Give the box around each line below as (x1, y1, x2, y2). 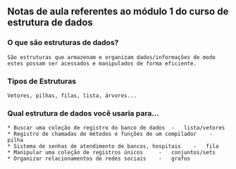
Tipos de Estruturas (7, 76, 76, 86)
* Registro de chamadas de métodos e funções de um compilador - (7, 130, 213, 138)
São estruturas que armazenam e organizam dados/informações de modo (7, 54, 216, 61)
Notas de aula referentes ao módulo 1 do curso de (7, 6, 229, 18)
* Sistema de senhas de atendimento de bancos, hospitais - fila (7, 143, 219, 150)
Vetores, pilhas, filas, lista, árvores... (7, 92, 137, 99)
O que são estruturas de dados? (7, 38, 119, 48)
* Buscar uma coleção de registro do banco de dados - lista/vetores (7, 125, 225, 132)
